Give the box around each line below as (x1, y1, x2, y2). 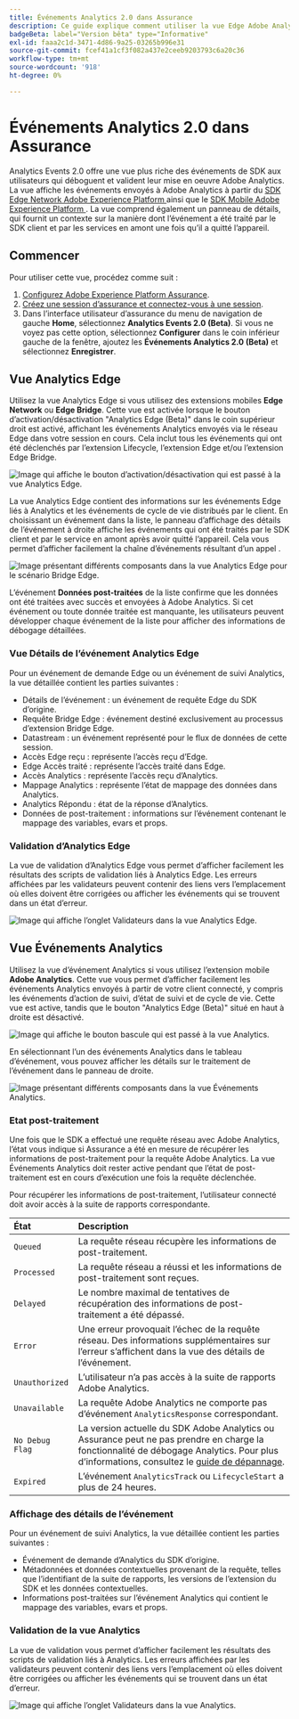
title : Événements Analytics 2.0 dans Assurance (9, 12, 193, 22)
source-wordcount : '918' (9, 63, 101, 72)
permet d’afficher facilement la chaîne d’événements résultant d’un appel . (9, 543, 281, 554)
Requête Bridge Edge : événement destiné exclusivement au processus (21, 713, 284, 724)
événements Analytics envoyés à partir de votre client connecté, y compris (9, 983, 284, 994)
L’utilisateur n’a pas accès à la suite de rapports (77, 1371, 276, 1383)
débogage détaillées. (9, 625, 86, 636)
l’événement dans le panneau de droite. (9, 1065, 154, 1076)
